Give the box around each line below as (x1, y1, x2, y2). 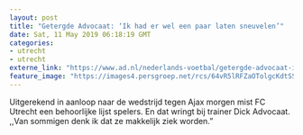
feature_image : (9, 72, 67, 81)
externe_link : (9, 64, 63, 73)
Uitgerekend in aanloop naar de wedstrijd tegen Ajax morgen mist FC (9, 96, 266, 107)
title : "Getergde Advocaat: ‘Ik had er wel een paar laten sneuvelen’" (9, 22, 284, 31)
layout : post (9, 13, 59, 22)
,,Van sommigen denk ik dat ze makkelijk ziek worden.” (9, 115, 214, 126)
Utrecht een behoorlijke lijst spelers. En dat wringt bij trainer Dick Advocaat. (9, 105, 290, 117)
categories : (9, 38, 54, 48)
